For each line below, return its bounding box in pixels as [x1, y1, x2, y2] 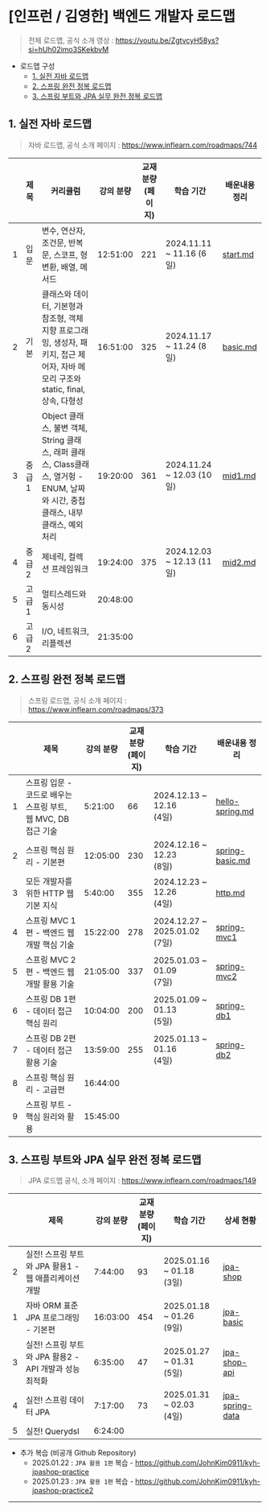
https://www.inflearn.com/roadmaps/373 [27, 704, 164, 714]
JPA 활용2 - [35, 1352, 80, 1363]
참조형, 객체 [41, 312, 84, 324]
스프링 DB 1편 [25, 993, 76, 1005]
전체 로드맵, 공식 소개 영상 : [27, 35, 114, 45]
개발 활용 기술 [25, 978, 75, 989]
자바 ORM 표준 [25, 1300, 79, 1311]
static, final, [41, 383, 86, 394]
